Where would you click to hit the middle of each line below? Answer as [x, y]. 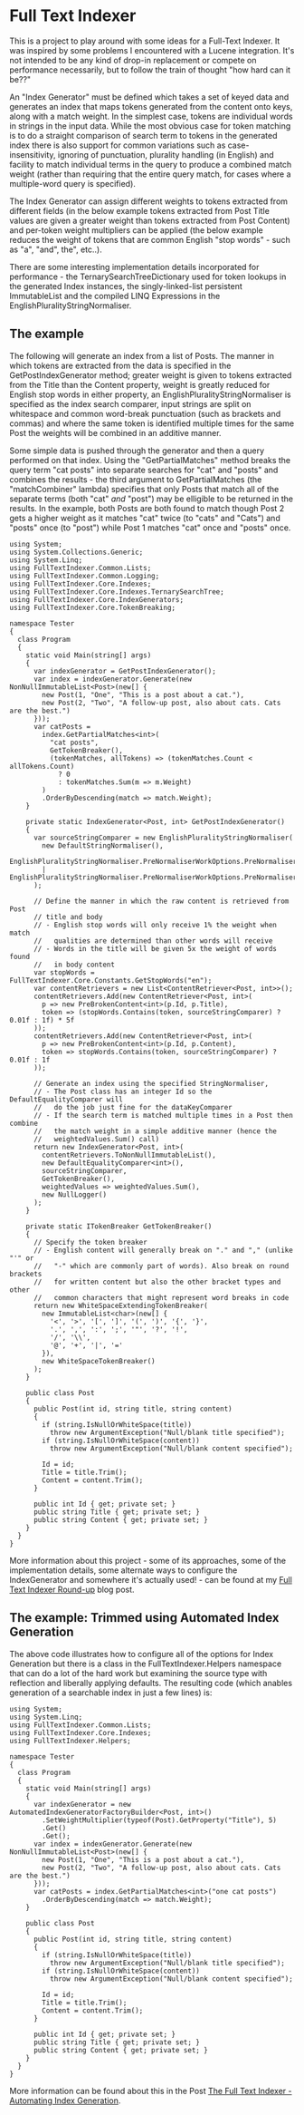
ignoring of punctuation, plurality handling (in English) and [166, 154]
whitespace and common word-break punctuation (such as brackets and [145, 413]
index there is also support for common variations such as [118, 145]
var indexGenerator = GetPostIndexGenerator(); [125, 671]
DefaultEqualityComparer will [66, 1099]
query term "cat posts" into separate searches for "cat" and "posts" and [144, 470]
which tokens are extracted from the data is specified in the [120, 365]
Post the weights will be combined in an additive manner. [115, 432]
